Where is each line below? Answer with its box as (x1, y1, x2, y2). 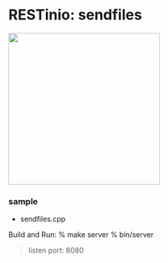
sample (8, 196, 39, 207)
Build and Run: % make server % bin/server (8, 230, 154, 240)
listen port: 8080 (27, 245, 84, 256)
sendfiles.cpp (19, 214, 66, 224)
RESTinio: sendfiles (8, 6, 143, 24)
